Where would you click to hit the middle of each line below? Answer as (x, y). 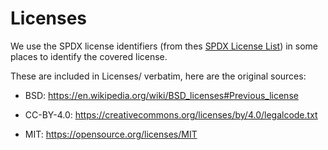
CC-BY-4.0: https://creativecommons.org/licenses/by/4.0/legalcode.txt (171, 114)
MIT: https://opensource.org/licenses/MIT (111, 134)
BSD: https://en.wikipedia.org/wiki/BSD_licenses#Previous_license (161, 95)
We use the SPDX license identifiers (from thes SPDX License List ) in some (164, 46)
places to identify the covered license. (89, 56)
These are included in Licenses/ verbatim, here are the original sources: (158, 76)
